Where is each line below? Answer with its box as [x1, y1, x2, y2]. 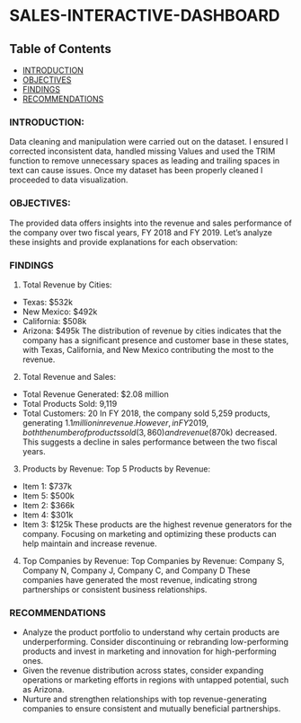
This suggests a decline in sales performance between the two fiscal [22, 436, 278, 447]
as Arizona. [22, 684, 65, 695]
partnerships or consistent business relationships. [22, 584, 208, 595]
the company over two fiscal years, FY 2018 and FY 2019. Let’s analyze [9, 226, 272, 238]
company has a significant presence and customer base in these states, [22, 334, 289, 346]
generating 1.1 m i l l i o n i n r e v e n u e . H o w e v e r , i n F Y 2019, [22, 417, 209, 428]
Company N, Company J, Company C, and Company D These [22, 565, 252, 576]
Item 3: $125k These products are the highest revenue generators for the [22, 518, 292, 530]
